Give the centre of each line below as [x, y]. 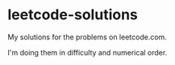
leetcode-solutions [73, 15]
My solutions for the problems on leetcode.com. [87, 37]
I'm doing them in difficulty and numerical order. [87, 52]
